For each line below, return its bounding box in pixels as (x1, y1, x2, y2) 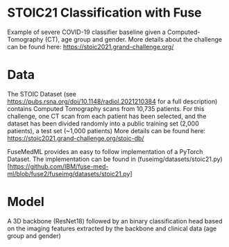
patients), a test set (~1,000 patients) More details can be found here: (7, 126, 206, 135)
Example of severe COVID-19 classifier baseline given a (7, 28, 167, 36)
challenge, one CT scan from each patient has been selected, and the (7, 112, 207, 120)
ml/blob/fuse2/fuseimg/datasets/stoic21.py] (7, 169, 133, 178)
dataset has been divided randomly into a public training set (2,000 (7, 119, 199, 128)
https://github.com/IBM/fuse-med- (9, 162, 109, 171)
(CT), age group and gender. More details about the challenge (44, 35, 222, 43)
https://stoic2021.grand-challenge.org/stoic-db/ (7, 134, 144, 142)
